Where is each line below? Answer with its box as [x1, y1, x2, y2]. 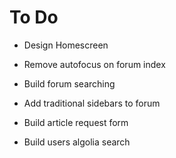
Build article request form [23, 116, 129, 128]
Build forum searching [23, 77, 116, 90]
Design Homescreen [23, 39, 109, 51]
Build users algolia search [23, 136, 131, 148]
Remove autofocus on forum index [23, 58, 166, 70]
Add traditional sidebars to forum [23, 97, 161, 109]
